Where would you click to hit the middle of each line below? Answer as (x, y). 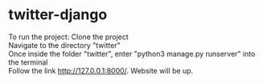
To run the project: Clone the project (68, 37)
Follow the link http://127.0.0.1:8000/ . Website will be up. (101, 70)
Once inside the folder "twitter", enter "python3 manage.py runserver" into (132, 53)
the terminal (28, 62)
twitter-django (58, 15)
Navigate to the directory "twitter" (64, 45)
